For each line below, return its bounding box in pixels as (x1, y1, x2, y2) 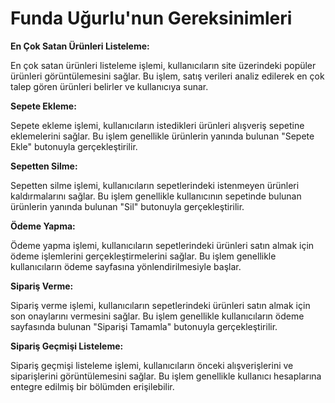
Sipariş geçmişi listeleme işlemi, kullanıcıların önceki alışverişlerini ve (10, 359, 294, 371)
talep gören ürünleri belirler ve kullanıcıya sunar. (10, 80, 209, 92)
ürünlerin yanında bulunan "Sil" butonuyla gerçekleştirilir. (10, 200, 245, 212)
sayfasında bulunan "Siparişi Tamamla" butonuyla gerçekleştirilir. (10, 320, 278, 332)
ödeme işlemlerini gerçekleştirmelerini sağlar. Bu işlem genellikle (10, 250, 277, 262)
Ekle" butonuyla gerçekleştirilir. (10, 140, 138, 152)
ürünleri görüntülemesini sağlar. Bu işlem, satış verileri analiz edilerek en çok (10, 70, 325, 82)
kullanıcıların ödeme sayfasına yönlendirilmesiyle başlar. (10, 260, 242, 272)
